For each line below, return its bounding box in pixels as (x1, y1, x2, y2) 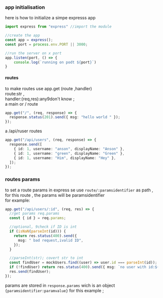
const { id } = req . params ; (9, 216, 66, 220)
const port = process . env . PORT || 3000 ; (5, 42, 88, 47)
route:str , (5, 91, 25, 96)
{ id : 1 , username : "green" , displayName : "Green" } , (14, 151, 125, 156)
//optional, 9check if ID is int (9, 224, 77, 229)
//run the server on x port (5, 50, 62, 56)
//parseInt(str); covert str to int (9, 256, 83, 261)
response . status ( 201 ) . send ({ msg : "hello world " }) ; (9, 115, 120, 120)
